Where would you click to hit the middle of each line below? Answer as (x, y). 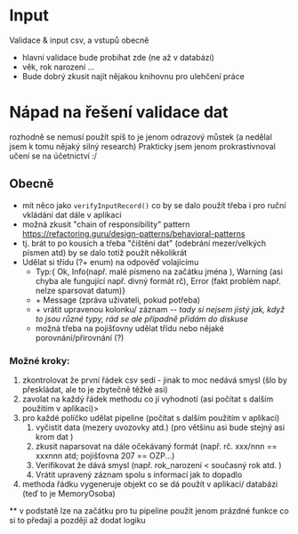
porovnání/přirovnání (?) (80, 337)
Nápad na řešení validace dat (119, 113)
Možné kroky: (40, 360)
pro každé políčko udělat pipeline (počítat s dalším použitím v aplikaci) (151, 417)
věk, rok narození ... (58, 67)
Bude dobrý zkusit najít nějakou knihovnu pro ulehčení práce (133, 76)
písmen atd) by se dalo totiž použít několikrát (105, 252)
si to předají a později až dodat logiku (78, 520)
